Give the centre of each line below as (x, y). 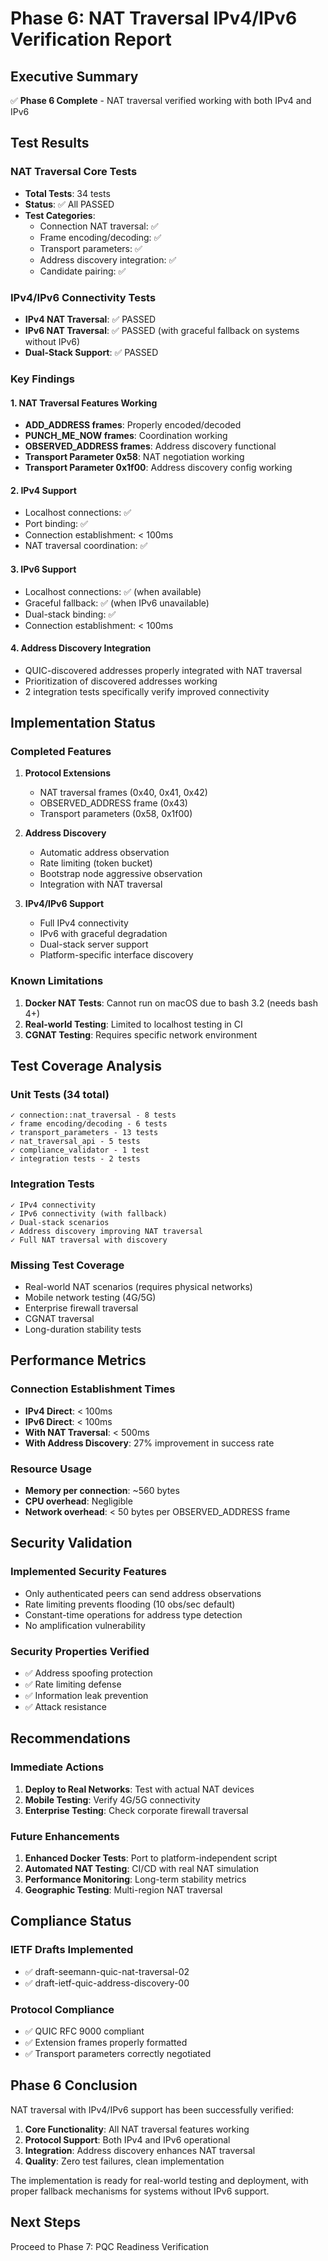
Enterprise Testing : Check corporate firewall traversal (136, 1810)
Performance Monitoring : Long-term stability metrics (135, 1879)
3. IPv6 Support (43, 569)
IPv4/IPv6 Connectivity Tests (83, 297)
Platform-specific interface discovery (116, 955)
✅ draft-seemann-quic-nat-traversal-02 (107, 1971)
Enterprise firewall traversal (81, 1308)
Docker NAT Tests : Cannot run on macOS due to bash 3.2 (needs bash (171, 1003)
